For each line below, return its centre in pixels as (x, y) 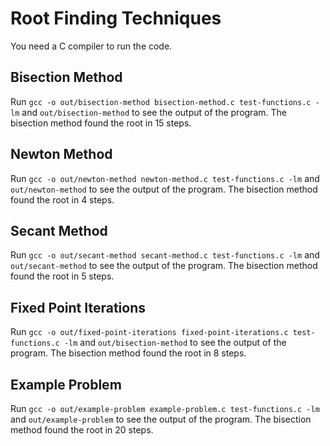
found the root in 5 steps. (62, 276)
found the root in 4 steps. (62, 199)
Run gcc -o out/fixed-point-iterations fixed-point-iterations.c (149, 332)
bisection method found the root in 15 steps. (101, 123)
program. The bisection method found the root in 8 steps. (128, 353)
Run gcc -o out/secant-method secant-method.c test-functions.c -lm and (165, 255)
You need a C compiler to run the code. (91, 46)
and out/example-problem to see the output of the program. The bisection (161, 419)
